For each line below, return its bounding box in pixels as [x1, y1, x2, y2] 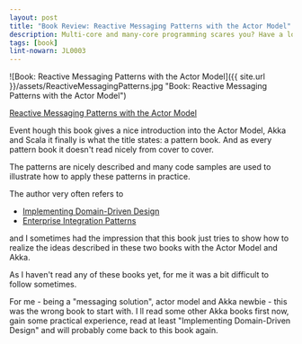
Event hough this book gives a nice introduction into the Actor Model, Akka [9, 125, 287, 136]
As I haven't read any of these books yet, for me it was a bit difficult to [9, 269, 270, 280]
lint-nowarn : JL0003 [9, 47, 87, 56]
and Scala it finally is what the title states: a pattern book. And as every [9, 135, 272, 146]
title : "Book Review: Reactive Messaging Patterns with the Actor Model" [9, 22, 292, 31]
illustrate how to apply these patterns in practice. [9, 172, 191, 182]
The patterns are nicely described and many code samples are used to [9, 162, 271, 172]
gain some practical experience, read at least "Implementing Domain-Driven [9, 315, 291, 326]
